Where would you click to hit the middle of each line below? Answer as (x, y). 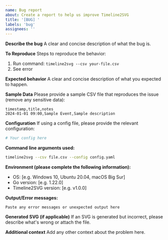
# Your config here (26, 138)
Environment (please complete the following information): (68, 167)
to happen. (17, 85)
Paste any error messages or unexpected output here (63, 207)
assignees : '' (20, 29)
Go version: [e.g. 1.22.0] (38, 182)
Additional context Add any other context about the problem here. (75, 232)
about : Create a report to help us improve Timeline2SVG (67, 15)
